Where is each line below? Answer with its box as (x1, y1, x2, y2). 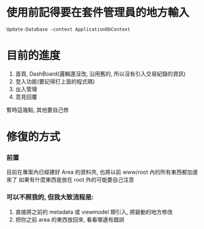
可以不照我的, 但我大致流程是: (6, 193, 94, 201)
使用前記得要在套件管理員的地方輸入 (6, 6, 190, 20)
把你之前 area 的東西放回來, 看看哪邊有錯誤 (15, 215, 125, 223)
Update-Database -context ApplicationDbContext (6, 26, 131, 33)
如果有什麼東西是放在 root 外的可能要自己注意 (18, 176, 135, 184)
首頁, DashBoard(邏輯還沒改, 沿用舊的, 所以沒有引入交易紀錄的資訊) (15, 70, 186, 77)
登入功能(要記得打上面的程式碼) (15, 77, 95, 85)
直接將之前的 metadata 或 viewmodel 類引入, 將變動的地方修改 (15, 208, 173, 215)
